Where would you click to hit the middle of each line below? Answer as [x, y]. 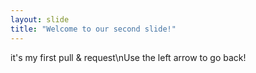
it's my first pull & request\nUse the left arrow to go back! [128, 57]
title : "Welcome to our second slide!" [93, 29]
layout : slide [40, 19]
